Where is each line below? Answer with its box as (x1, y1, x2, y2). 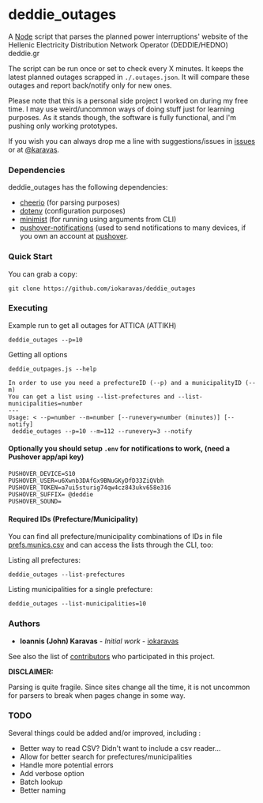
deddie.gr (8, 48, 40, 58)
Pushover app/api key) (8, 452, 85, 462)
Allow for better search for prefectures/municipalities (19, 752, 193, 761)
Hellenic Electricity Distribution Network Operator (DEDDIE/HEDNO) (8, 40, 229, 49)
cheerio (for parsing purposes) (19, 198, 120, 207)
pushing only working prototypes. (8, 121, 118, 130)
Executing (8, 303, 48, 314)
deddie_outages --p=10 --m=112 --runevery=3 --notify (11, 427, 193, 435)
